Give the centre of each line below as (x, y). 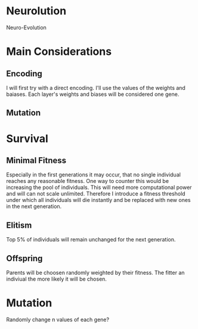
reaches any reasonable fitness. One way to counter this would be (87, 181)
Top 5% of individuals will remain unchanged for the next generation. (91, 240)
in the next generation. (34, 206)
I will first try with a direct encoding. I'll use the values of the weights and (96, 88)
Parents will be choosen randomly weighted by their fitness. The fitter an (95, 272)
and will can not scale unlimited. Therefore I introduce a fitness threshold (96, 194)
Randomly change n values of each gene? (58, 319)
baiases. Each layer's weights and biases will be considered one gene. (93, 94)
